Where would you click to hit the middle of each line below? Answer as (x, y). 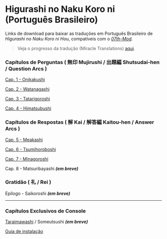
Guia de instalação (24, 232)
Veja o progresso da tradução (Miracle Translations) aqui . (76, 48)
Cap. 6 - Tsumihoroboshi (31, 149)
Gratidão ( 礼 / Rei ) (28, 182)
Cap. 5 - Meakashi (24, 140)
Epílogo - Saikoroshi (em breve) (38, 193)
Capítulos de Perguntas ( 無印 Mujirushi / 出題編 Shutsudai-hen (83, 62)
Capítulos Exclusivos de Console (45, 211)
